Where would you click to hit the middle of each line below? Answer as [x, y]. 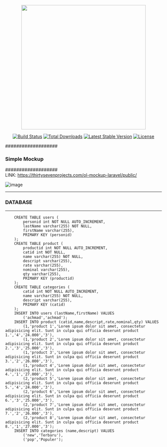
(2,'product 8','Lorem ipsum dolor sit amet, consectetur [84, 418]
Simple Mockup [24, 159]
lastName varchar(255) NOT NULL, [58, 226]
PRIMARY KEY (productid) [49, 278]
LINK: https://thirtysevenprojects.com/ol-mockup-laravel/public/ [71, 175]
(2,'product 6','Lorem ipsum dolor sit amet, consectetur [84, 391]
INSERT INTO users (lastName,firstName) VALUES [64, 313]
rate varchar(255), [43, 265]
